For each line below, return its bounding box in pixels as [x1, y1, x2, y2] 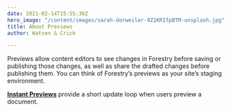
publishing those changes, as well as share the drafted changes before [7, 62, 210, 70]
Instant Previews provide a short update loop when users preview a [7, 90, 203, 99]
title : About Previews [7, 23, 73, 30]
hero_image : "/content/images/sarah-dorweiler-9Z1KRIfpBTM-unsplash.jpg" [7, 17, 225, 24]
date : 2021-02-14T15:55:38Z [7, 10, 89, 17]
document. [7, 98, 38, 106]
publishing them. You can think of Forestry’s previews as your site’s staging [7, 69, 222, 78]
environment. [7, 77, 45, 85]
